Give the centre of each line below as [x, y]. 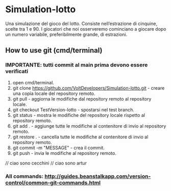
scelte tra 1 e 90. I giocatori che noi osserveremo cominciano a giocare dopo [86, 29]
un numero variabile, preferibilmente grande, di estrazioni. [66, 34]
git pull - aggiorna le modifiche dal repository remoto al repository [82, 99]
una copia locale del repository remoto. [54, 93]
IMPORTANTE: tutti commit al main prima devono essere [77, 65]
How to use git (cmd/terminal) [54, 50]
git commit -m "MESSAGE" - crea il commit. [58, 148]
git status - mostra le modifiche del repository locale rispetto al [79, 115]
